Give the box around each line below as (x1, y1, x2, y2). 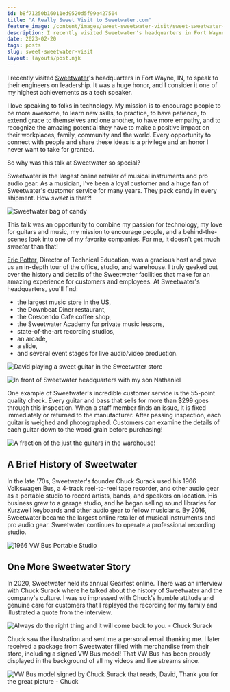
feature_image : (7, 23, 51, 30)
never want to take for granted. (7, 145, 94, 153)
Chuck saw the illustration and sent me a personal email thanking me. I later (7, 635, 220, 643)
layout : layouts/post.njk (7, 55, 81, 62)
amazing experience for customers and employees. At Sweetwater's (7, 277, 200, 286)
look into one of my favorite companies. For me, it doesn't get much (29, 235, 220, 243)
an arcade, (16, 334, 48, 343)
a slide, (16, 341, 38, 350)
